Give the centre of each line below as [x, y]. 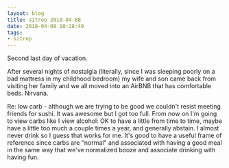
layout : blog [26, 13]
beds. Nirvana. [28, 94]
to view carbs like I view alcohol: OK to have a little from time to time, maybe [115, 121]
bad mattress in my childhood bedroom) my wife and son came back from [112, 79]
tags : [15, 32]
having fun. [23, 157]
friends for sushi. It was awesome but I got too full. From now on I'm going [112, 114]
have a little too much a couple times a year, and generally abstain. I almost [113, 128]
